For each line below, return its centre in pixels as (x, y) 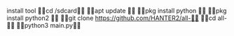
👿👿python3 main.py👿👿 (49, 25)
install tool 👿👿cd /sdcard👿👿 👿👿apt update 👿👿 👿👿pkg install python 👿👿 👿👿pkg (117, 11)
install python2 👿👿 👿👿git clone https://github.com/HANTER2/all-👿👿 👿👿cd (111, 18)
